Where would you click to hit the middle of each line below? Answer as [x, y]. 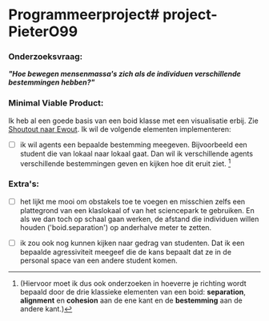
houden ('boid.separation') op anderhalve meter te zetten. [116, 227]
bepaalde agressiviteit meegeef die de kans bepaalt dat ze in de [126, 252]
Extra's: [24, 184]
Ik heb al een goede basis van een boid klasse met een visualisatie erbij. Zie [133, 121]
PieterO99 [43, 32]
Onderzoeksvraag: [46, 57]
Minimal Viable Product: [56, 103]
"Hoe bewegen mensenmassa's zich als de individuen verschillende [125, 74]
